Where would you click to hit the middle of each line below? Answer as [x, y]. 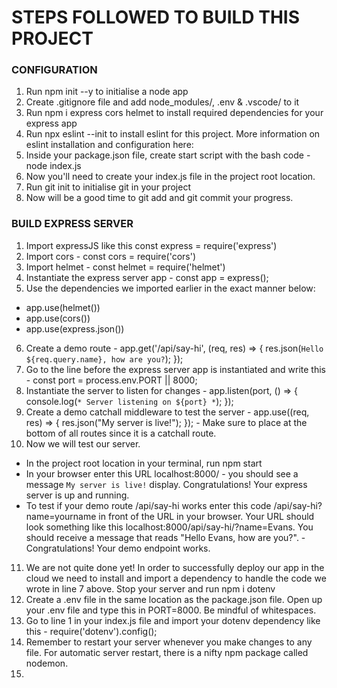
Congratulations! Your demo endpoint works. [118, 548]
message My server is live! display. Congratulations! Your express [166, 484]
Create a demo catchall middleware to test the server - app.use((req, [167, 412]
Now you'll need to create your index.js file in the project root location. [170, 177]
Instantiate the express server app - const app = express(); [147, 277]
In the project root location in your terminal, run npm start [144, 463]
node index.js [53, 166]
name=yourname [61, 516]
